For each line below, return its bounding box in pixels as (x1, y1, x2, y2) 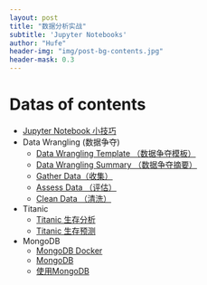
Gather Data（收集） (35, 170, 113, 181)
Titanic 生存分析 (35, 214, 97, 224)
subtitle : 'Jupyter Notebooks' (9, 30, 127, 39)
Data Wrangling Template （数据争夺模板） (35, 147, 196, 158)
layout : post (9, 13, 59, 23)
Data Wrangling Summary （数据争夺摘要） (35, 159, 197, 170)
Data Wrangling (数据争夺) (22, 137, 120, 147)
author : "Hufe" (9, 38, 67, 48)
